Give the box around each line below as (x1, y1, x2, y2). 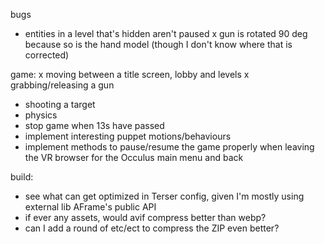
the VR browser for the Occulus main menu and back (24, 152, 244, 163)
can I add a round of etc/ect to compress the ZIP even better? (24, 222, 280, 234)
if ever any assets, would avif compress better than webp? (24, 212, 267, 223)
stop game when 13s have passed (24, 120, 165, 131)
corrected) (24, 49, 70, 61)
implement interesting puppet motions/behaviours (24, 130, 232, 142)
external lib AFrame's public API (24, 201, 157, 213)
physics (24, 109, 58, 121)
